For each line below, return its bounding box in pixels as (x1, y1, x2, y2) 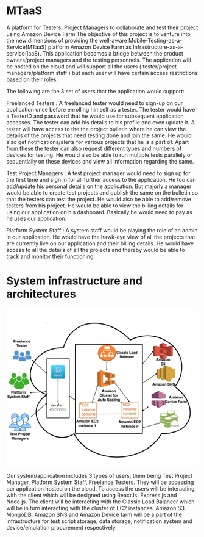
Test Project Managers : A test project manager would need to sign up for (6, 169, 191, 177)
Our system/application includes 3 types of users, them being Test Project (6, 472, 193, 479)
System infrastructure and (6, 274, 143, 288)
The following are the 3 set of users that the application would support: (6, 87, 185, 95)
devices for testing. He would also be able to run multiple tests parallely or (6, 151, 193, 159)
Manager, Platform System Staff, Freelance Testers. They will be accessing (6, 478, 194, 486)
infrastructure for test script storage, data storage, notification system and (6, 517, 193, 525)
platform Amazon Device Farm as (47, 43, 132, 51)
